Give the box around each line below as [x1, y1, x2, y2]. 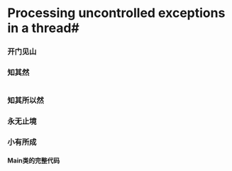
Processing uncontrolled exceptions [7, 5, 226, 21]
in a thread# [7, 20, 80, 36]
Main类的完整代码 [7, 156, 60, 165]
